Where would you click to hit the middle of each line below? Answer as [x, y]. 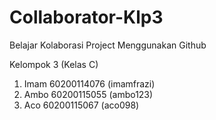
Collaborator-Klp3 [86, 17]
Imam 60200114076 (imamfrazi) [89, 83]
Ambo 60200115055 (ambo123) [88, 94]
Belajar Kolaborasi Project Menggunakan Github [108, 45]
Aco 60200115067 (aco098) [81, 105]
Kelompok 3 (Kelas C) [54, 64]
